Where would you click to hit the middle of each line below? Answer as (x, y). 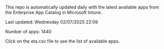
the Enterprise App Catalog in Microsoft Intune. (54, 12)
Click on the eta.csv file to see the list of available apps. (62, 41)
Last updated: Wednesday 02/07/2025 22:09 (52, 22)
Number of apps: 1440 (28, 31)
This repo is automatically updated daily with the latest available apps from (82, 7)
